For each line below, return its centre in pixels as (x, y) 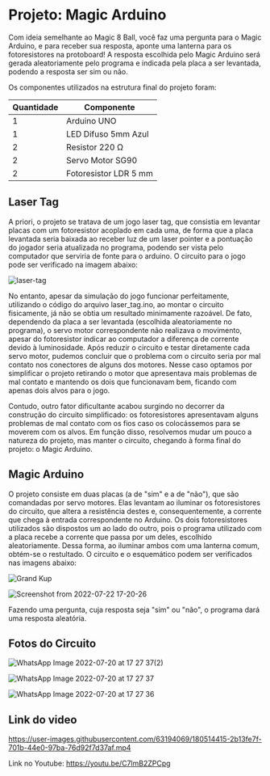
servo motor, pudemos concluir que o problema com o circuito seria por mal (135, 356)
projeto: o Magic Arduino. (50, 449)
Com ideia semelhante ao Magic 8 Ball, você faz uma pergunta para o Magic (135, 37)
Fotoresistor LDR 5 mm (109, 173)
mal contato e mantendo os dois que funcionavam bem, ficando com (123, 382)
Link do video (43, 720)
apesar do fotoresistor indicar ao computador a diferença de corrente (124, 339)
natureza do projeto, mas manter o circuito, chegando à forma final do (125, 440)
